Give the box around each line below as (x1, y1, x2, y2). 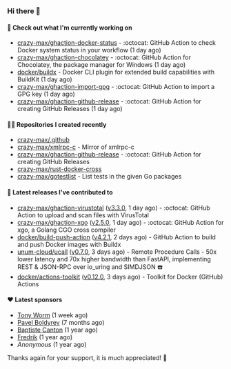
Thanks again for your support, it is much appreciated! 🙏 (7, 353, 168, 361)
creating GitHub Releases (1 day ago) (17, 105, 123, 113)
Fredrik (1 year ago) (17, 332, 73, 341)
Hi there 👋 (7, 6, 41, 16)
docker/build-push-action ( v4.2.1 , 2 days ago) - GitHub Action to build (17, 232, 216, 241)
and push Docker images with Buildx (17, 240, 121, 248)
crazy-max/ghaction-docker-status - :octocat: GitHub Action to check (17, 39, 216, 47)
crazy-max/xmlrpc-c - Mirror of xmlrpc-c (17, 143, 134, 151)
